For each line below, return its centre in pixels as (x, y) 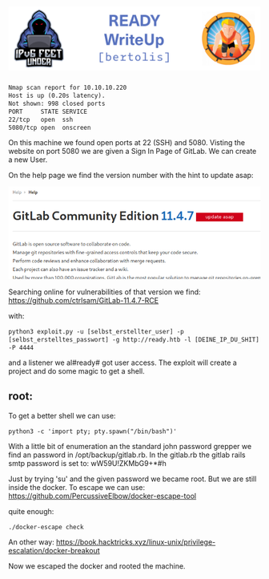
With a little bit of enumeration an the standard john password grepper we (130, 446)
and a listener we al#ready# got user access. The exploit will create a (123, 362)
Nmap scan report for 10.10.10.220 (68, 87)
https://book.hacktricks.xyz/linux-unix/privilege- (136, 542)
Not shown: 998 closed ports (57, 103)
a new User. (28, 160)
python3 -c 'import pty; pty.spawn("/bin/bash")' (93, 431)
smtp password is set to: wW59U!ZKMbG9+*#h (87, 463)
